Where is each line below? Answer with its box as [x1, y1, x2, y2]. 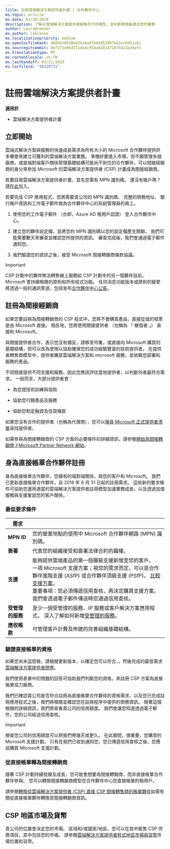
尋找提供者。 [10, 425, 36, 431]
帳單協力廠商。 [5, 682, 36, 688]
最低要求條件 [5, 506, 37, 513]
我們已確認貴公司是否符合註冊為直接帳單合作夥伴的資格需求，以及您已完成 [5, 693, 160, 699]
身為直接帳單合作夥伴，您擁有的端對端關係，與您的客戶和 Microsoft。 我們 [5, 473, 161, 479]
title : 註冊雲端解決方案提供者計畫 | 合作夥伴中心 [5, 7, 100, 13]
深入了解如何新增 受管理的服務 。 [44, 612, 120, 619]
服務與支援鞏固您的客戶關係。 [5, 492, 67, 498]
